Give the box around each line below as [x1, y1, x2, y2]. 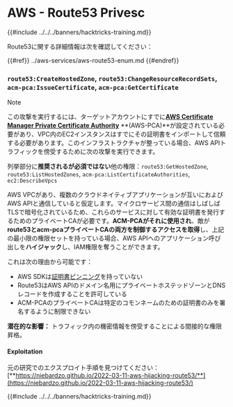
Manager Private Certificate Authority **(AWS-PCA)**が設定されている [7, 121, 219, 130]
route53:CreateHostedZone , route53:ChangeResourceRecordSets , [7, 73, 218, 83]
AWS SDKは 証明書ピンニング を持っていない [17, 272, 143, 281]
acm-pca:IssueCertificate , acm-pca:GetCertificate [7, 82, 179, 92]
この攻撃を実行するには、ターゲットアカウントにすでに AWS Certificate [7, 113, 214, 121]
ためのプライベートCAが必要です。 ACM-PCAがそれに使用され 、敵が [13, 217, 210, 225]
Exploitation [7, 347, 43, 355]
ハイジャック [25, 243, 63, 252]
